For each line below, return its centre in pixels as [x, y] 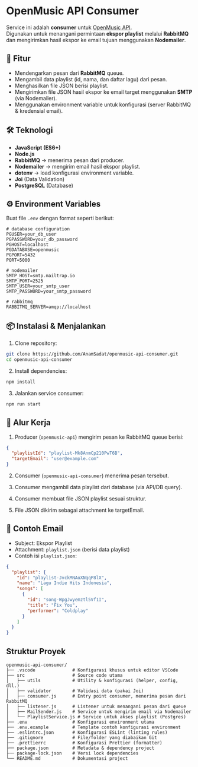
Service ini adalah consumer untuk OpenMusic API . [69, 27]
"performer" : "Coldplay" [58, 611]
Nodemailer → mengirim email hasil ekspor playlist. [77, 166]
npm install [21, 382]
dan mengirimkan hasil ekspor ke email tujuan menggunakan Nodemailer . [96, 40]
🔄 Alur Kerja [29, 423]
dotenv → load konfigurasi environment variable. [74, 173]
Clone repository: [36, 343]
